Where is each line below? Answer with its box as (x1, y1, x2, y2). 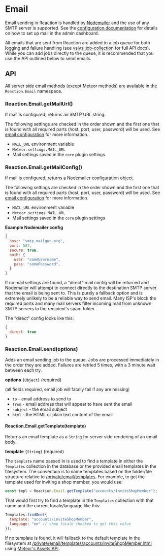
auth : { (9, 252, 26, 257)
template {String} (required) (5, 449, 64, 455)
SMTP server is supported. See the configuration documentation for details (5, 25, 158, 31)
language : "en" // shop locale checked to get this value (9, 521, 132, 526)
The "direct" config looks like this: (5, 315, 74, 321)
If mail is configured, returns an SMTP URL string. (5, 112, 106, 118)
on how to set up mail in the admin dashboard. (5, 30, 99, 36)
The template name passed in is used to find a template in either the (5, 458, 143, 464)
